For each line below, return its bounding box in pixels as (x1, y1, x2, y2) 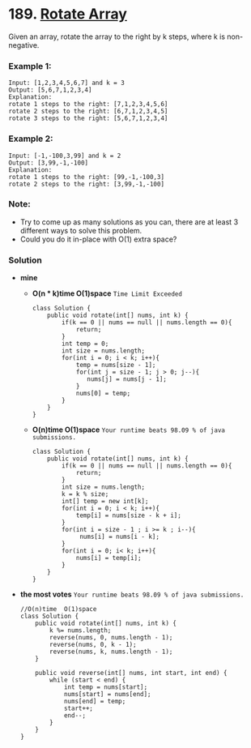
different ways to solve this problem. (19, 225, 143, 235)
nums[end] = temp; (63, 698, 126, 706)
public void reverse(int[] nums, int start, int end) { (35, 669, 228, 677)
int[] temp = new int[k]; (61, 498, 149, 506)
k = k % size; (61, 490, 109, 498)
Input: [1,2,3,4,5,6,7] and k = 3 (8, 79, 125, 88)
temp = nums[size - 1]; (75, 361, 156, 370)
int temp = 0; (61, 340, 109, 348)
